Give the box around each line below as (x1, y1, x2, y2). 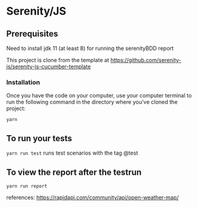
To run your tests (6, 133, 72, 144)
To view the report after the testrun (6, 167, 142, 177)
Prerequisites (6, 29, 58, 39)
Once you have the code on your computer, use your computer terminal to (6, 92, 193, 99)
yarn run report (6, 183, 47, 189)
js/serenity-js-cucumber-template (6, 63, 91, 70)
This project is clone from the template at (6, 57, 109, 63)
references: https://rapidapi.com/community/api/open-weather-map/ (6, 194, 179, 201)
